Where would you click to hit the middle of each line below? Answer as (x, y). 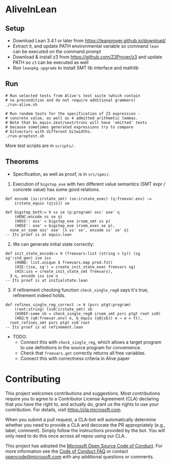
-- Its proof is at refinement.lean (44, 327)
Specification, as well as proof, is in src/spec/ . (62, 174)
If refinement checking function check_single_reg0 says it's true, (81, 290)
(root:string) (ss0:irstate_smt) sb (54, 309)
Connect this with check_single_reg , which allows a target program (91, 342)
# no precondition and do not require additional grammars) (71, 100)
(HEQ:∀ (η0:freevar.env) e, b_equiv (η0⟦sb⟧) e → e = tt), (79, 318)
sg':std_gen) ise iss (28, 258)
